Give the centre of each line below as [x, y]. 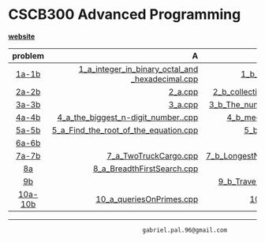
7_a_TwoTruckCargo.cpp [152, 155]
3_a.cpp [183, 104]
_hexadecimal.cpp [164, 79]
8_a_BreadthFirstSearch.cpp [146, 169]
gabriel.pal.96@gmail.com [185, 230]
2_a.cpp [183, 91]
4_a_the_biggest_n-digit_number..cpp [128, 117]
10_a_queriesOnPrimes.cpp [147, 199]
